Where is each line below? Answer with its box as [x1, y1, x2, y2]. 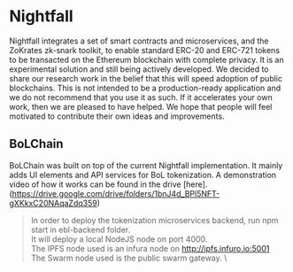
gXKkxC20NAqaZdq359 [9, 198, 97, 208]
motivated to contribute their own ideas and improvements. [9, 111, 225, 121]
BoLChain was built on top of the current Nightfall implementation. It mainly [9, 159, 283, 170]
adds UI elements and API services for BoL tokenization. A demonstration [9, 169, 277, 180]
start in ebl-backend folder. [30, 224, 131, 235]
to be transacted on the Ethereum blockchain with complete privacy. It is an [9, 54, 285, 65]
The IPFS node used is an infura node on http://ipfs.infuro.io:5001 [30, 243, 270, 253]
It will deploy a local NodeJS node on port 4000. [30, 233, 208, 245]
